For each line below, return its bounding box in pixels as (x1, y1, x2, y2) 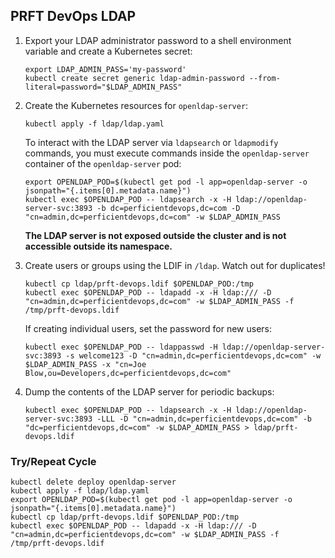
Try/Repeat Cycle (10, 454, 97, 468)
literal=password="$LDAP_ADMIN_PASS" (24, 82, 183, 92)
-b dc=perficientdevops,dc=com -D (96, 203, 241, 213)
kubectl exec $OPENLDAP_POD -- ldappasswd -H (24, 342, 218, 352)
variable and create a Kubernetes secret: (24, 45, 193, 57)
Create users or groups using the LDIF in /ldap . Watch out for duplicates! (24, 259, 326, 271)
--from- (248, 73, 281, 83)
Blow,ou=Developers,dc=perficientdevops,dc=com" (24, 368, 232, 378)
